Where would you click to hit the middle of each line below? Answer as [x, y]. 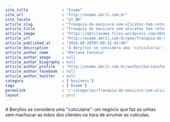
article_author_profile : [35, 67]
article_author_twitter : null [40, 76]
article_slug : [35, 24]
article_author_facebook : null [40, 72]
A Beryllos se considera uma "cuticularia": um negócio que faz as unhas [80, 109]
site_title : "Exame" [44, 10]
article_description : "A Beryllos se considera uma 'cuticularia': [85, 48]
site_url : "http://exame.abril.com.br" [67, 15]
